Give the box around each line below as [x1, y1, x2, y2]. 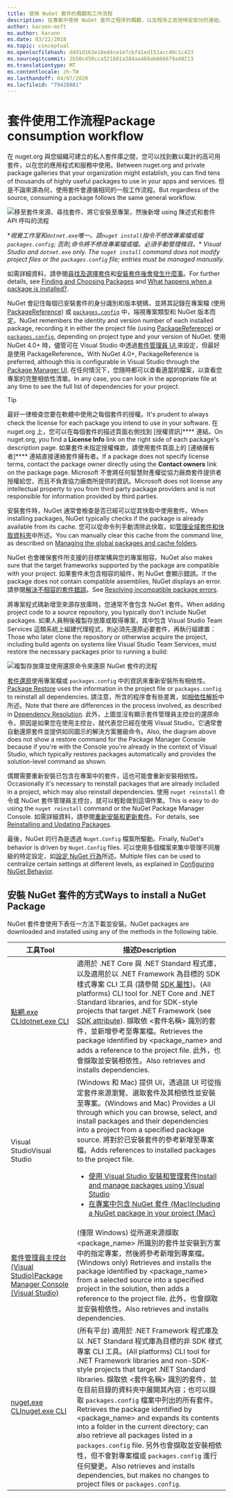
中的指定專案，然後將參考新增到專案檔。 [76, 1249, 209, 1258]
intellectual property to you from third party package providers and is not [7, 485, 216, 493]
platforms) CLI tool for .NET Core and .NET [76, 989, 216, 998]
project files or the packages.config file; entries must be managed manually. [7, 255, 225, 264]
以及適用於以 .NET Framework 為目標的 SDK [76, 969, 221, 979]
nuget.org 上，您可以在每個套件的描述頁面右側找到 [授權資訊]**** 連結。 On [7, 428, 223, 436]
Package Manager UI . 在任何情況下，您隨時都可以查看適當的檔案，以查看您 [7, 366, 223, 374]
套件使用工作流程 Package [7, 113, 156, 129]
